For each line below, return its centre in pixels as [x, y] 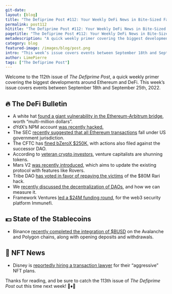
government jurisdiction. [38, 138]
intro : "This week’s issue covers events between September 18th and [81, 53]
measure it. [25, 192]
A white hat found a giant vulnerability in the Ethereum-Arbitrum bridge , [88, 116]
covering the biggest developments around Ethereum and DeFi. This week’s [85, 82]
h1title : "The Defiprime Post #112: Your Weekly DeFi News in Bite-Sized [86, 29]
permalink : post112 [26, 24]
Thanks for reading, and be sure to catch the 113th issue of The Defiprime [83, 280]
